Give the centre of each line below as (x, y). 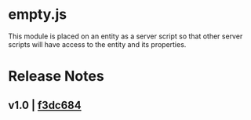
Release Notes (56, 76)
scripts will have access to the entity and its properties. (97, 44)
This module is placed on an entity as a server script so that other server (125, 36)
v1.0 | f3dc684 (45, 105)
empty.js (38, 15)
